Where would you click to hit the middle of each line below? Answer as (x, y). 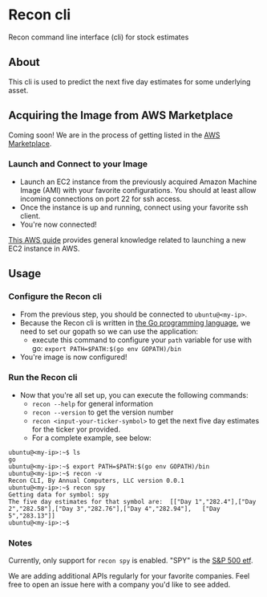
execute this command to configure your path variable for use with (142, 340)
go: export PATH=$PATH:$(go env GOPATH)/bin (107, 348)
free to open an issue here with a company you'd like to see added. (119, 585)
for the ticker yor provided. (76, 429)
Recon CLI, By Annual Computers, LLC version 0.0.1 (96, 480)
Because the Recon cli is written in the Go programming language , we (135, 322)
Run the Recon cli (43, 378)
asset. (18, 90)
